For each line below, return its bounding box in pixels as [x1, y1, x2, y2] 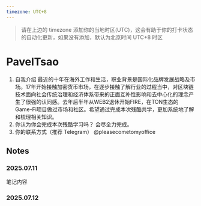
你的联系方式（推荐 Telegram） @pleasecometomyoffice [14, 128, 156, 135]
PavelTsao [6, 55, 59, 68]
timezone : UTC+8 [6, 8, 47, 15]
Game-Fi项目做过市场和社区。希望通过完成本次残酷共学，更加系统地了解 [14, 106, 194, 113]
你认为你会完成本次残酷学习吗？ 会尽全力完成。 [14, 121, 133, 128]
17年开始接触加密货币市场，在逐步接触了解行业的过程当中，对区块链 [25, 83, 194, 90]
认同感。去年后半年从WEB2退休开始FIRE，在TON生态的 [41, 98, 179, 105]
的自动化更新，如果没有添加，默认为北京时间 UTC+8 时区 [20, 34, 163, 41]
